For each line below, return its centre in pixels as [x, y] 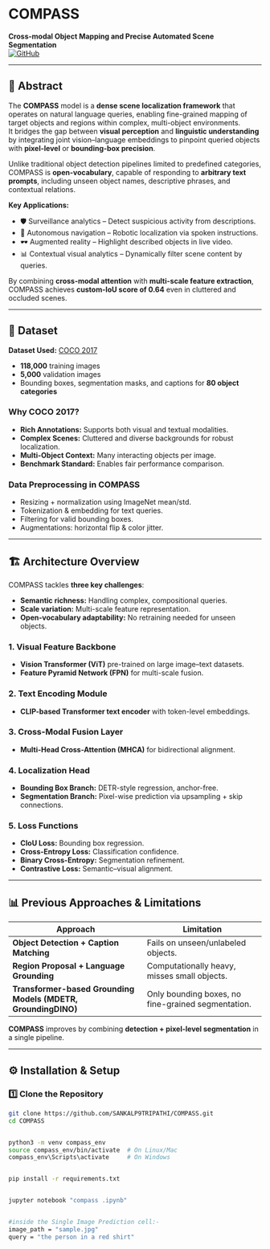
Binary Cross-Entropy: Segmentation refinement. [102, 860]
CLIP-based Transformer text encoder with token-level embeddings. [135, 711]
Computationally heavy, [191, 966]
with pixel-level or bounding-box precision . [82, 148]
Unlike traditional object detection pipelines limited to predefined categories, [135, 164]
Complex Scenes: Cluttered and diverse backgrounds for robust [127, 438]
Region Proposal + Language [69, 966]
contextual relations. [42, 189]
